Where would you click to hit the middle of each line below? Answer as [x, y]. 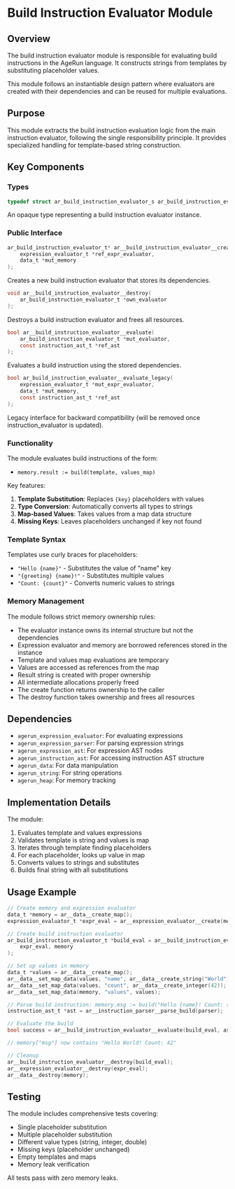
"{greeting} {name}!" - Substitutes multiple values [91, 576]
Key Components [46, 167]
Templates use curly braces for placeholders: [72, 555]
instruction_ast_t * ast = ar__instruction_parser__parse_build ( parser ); [115, 1011]
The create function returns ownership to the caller [91, 689]
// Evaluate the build [40, 1024]
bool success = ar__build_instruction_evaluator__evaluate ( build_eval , [114, 1030]
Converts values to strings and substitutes [78, 863]
